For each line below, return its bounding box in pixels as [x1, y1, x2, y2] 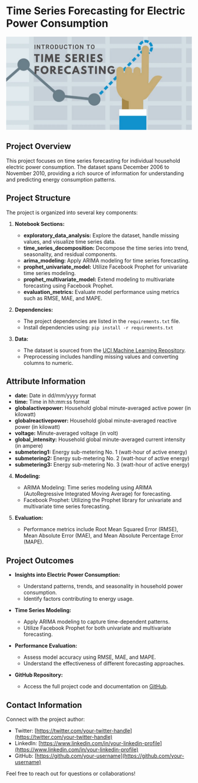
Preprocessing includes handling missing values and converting [23, 353, 179, 360]
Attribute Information [6, 376, 86, 386]
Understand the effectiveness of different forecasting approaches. [23, 660, 185, 667]
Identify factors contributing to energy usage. [23, 596, 134, 603]
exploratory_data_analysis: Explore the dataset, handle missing [23, 232, 180, 239]
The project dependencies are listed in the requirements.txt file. [23, 318, 181, 325]
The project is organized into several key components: [6, 209, 138, 216]
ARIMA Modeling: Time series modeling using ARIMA [23, 484, 152, 491]
